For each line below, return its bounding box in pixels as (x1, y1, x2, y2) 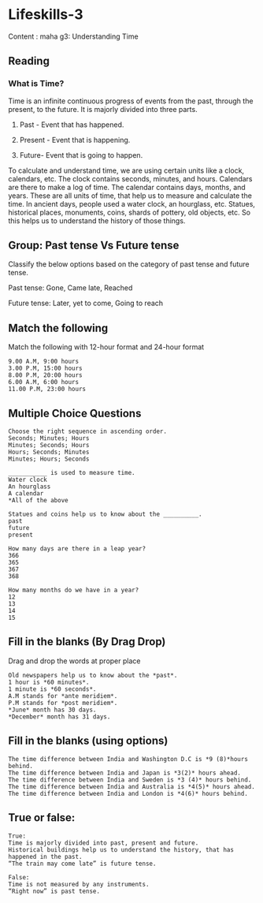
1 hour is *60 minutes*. (8, 678, 90, 686)
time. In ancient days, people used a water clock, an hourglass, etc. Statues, (8, 199, 256, 208)
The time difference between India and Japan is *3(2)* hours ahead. (8, 769, 242, 777)
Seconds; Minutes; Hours (8, 435, 90, 442)
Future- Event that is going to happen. (19, 150, 143, 159)
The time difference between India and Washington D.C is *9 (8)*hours (8, 755, 248, 763)
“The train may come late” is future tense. (8, 860, 157, 868)
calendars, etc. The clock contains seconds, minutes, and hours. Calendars (8, 174, 253, 183)
